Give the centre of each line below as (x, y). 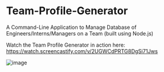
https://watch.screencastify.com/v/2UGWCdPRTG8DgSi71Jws (82, 51)
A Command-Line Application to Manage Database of (71, 27)
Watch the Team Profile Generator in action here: (66, 45)
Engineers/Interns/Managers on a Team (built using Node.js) (80, 33)
